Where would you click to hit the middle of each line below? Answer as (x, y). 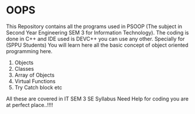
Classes (24, 68)
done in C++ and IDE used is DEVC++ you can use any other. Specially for (95, 39)
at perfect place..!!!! (30, 105)
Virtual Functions (35, 81)
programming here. (29, 51)
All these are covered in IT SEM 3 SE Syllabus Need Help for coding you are (97, 99)
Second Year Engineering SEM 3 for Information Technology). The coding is (97, 32)
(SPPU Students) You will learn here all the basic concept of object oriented (97, 45)
